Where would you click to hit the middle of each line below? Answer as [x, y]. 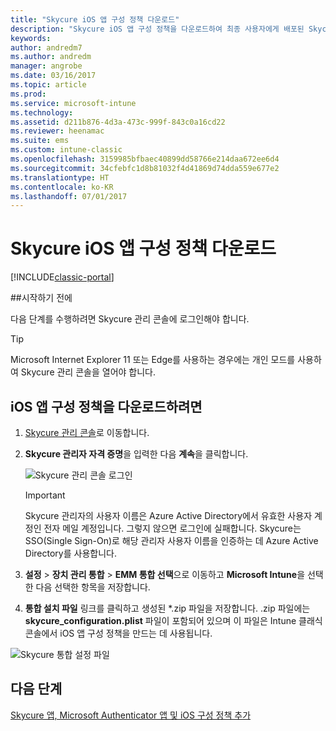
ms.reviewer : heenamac [57, 131]
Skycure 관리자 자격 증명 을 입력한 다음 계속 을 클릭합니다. [136, 454]
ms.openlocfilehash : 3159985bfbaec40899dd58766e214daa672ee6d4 [145, 159]
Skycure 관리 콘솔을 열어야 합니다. [88, 372]
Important [45, 495]
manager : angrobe [46, 66]
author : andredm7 [46, 47]
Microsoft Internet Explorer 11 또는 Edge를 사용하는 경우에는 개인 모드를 [153, 360]
